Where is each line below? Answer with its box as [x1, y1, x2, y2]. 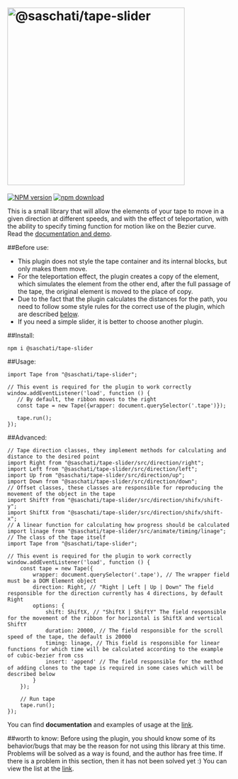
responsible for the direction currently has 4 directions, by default [7, 589, 223, 596]
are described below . [17, 310, 79, 318]
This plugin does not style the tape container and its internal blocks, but [17, 256, 227, 266]
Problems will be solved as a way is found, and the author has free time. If [7, 749, 223, 758]
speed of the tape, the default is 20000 [7, 633, 132, 641]
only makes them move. [17, 264, 88, 273]
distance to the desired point [7, 453, 100, 460]
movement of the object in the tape [7, 490, 115, 497]
